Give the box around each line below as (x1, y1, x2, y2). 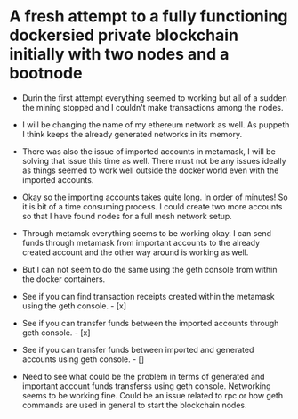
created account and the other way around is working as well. (21, 247, 249, 258)
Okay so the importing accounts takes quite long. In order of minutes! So (21, 192, 288, 202)
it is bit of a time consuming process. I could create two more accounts (21, 201, 283, 211)
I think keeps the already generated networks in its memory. (21, 128, 243, 139)
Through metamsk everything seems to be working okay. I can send (21, 227, 272, 238)
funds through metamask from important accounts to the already (21, 237, 261, 248)
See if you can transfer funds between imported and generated (21, 344, 254, 355)
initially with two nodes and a (9, 45, 230, 64)
